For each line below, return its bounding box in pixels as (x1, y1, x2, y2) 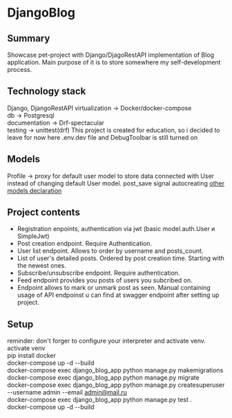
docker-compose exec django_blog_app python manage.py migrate (7, 374, 200, 382)
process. (7, 66, 32, 73)
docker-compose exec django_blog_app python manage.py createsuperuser (7, 381, 225, 389)
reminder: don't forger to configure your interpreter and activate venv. (7, 337, 206, 345)
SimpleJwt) (17, 232, 50, 240)
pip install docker (7, 352, 57, 360)
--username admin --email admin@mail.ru (7, 388, 128, 397)
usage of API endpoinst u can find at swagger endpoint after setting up (17, 291, 220, 299)
